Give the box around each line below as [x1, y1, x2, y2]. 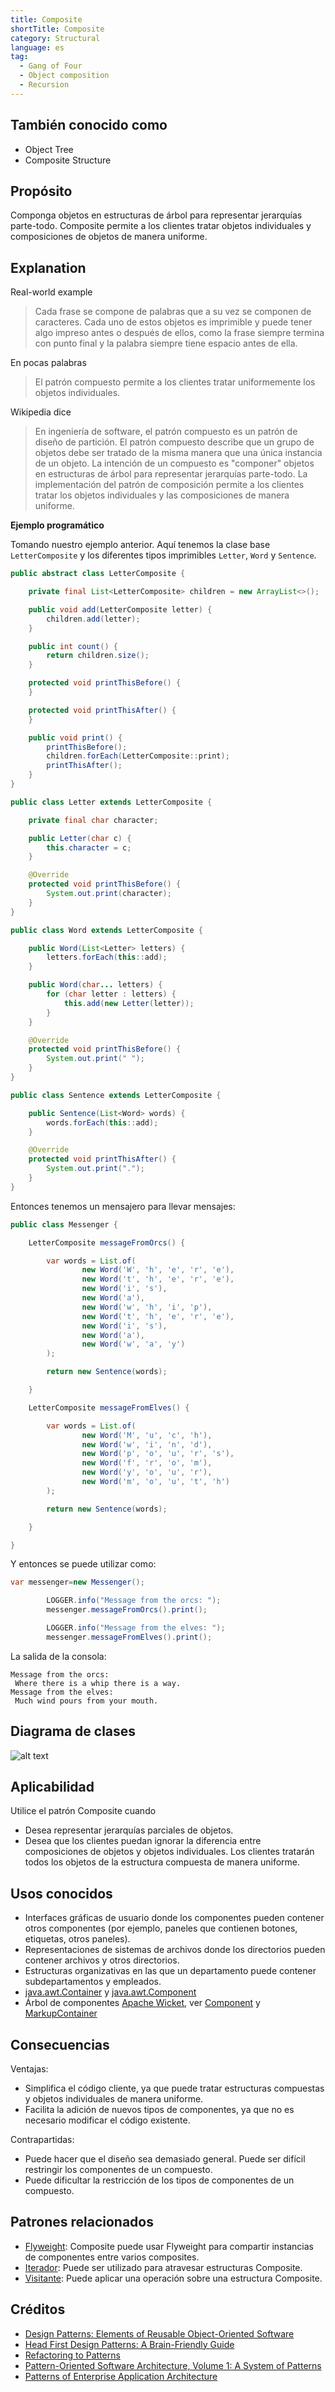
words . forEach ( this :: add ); [46, 1117, 159, 1128]
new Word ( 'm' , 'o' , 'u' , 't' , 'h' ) [81, 1477, 230, 1487]
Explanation [10, 259, 87, 276]
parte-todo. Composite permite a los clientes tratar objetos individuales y [10, 220, 312, 232]
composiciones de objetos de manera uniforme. [10, 231, 208, 243]
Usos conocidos [10, 1885, 113, 1902]
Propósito [10, 182, 73, 200]
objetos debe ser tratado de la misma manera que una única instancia [34, 447, 323, 459]
